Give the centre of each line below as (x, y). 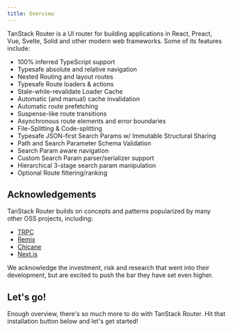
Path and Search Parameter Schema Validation (84, 143)
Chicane (29, 247)
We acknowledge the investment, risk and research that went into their (109, 268)
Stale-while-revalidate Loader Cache (70, 91)
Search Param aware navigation (63, 150)
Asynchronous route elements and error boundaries (91, 121)
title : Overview (31, 14)
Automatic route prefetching (58, 106)
